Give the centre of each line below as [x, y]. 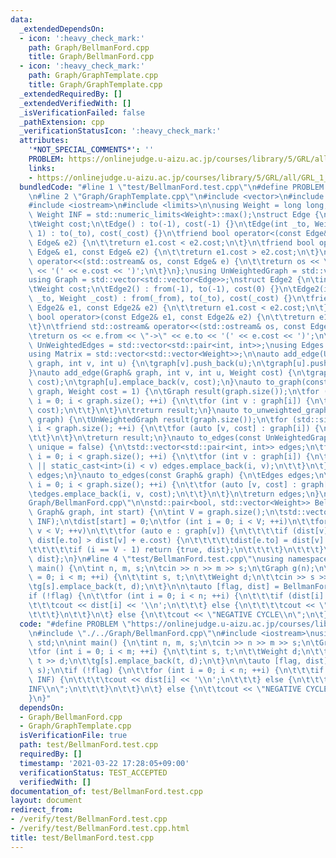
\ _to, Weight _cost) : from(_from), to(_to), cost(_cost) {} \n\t [169, 299]
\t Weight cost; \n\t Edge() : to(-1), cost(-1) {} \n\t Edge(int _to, [169, 224]
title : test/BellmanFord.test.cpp [82, 837]
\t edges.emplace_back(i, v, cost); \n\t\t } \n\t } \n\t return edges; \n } [174, 494]
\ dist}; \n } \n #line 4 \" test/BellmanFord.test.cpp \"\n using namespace [178, 559]
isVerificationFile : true [73, 736]
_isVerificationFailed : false [82, 112]
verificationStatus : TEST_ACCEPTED [93, 772]
